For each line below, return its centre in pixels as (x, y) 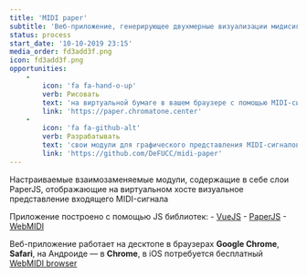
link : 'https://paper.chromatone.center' (122, 111)
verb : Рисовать (71, 94)
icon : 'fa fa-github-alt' (92, 128)
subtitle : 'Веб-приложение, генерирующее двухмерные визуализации (138, 26)
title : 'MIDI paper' (49, 18)
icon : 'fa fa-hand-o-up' (90, 86)
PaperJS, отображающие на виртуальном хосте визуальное (127, 189)
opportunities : (38, 69)
